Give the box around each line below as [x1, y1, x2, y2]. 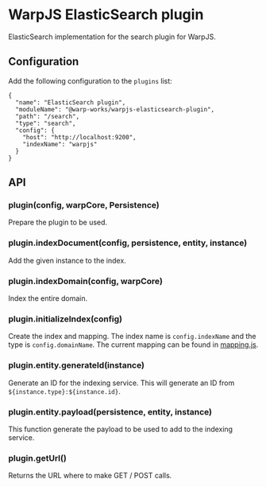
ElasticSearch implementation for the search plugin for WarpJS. [8, 32, 216, 41]
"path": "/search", [15, 112, 80, 120]
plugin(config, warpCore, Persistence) [8, 200, 160, 211]
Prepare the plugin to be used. [8, 217, 108, 228]
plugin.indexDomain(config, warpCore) [8, 275, 163, 286]
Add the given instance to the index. [8, 255, 127, 265]
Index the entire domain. [8, 294, 88, 303]
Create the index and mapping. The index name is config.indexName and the [8, 332, 256, 341]
